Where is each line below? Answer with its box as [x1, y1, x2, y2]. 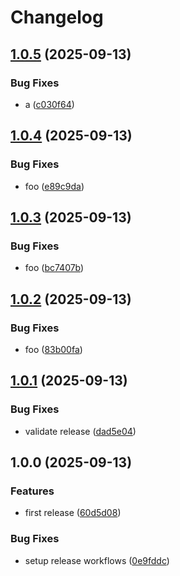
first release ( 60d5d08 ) [24, 507, 122, 519]
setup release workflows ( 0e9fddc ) [24, 554, 170, 566]
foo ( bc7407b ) [24, 262, 85, 274]
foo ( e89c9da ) [24, 180, 85, 192]
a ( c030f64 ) [24, 98, 75, 110]
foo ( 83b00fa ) [24, 343, 83, 355]
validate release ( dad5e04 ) [24, 425, 137, 437]
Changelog [10, 6, 104, 29]
